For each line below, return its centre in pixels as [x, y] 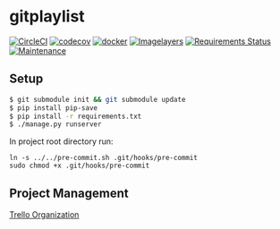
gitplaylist [47, 17]
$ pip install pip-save [54, 108]
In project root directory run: [61, 141]
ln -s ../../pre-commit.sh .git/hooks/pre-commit [104, 158]
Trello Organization [44, 215]
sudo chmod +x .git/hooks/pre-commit [80, 166]
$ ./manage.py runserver [55, 124]
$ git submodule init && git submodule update [98, 99]
